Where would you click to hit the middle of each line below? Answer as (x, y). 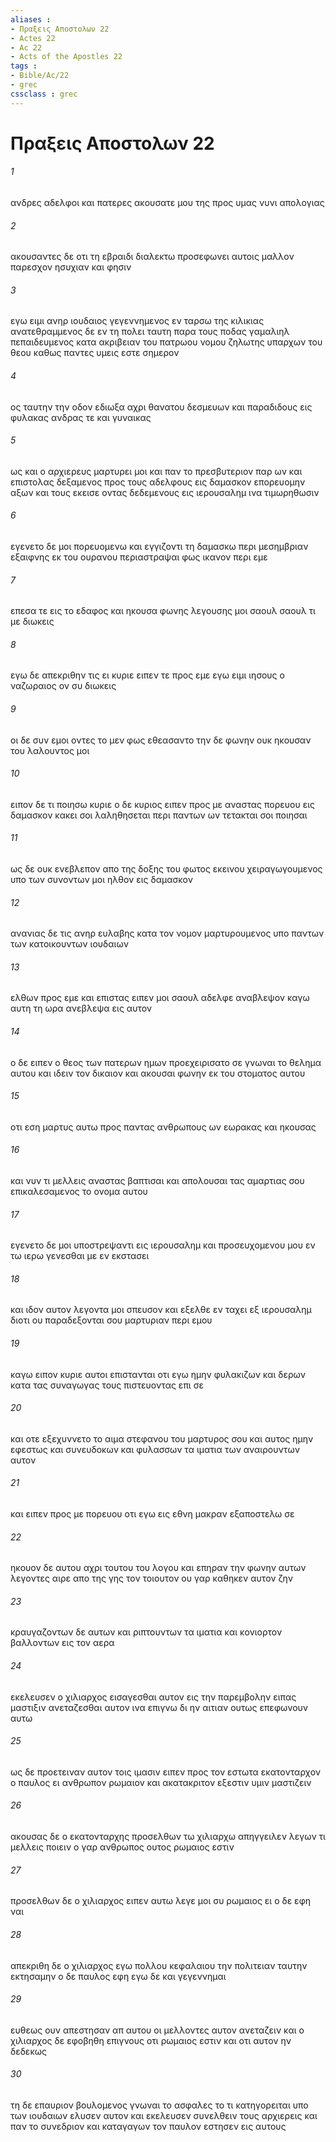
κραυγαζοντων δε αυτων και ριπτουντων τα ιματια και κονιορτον (146, 1632)
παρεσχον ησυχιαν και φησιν (71, 267)
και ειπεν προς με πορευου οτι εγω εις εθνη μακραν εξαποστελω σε (152, 1514)
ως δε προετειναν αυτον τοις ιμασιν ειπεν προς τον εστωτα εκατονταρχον (166, 1772)
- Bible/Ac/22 (40, 76)
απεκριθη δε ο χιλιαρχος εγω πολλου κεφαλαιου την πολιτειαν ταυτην (159, 1965)
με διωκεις (32, 622)
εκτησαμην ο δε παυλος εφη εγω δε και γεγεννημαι (118, 1976)
